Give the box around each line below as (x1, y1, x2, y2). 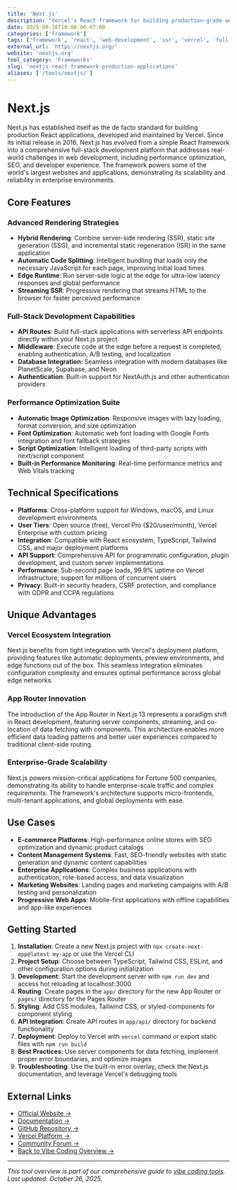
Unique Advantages (7, 609, 97, 621)
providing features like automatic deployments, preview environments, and (7, 653, 224, 662)
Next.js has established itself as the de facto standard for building (7, 123, 199, 132)
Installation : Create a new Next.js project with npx (17, 942, 163, 951)
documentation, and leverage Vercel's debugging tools (17, 1070, 178, 1078)
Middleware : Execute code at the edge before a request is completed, (17, 342, 222, 351)
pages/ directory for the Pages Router (17, 995, 127, 1003)
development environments (17, 513, 97, 522)
